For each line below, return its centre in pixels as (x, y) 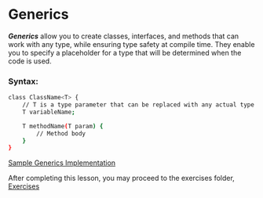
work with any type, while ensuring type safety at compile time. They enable (131, 44)
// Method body (61, 133)
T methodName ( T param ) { (63, 126)
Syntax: (24, 81)
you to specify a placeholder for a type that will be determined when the (125, 52)
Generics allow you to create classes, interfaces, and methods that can (124, 36)
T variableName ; (49, 112)
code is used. (30, 61)
